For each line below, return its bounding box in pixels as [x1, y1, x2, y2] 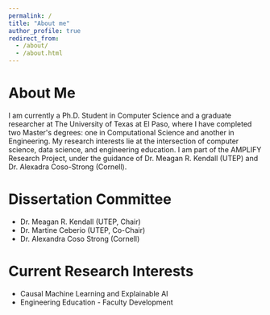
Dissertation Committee [8, 190, 172, 209]
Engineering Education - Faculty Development [19, 297, 173, 307]
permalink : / [8, 11, 52, 20]
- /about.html [15, 49, 63, 57]
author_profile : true [8, 27, 81, 35]
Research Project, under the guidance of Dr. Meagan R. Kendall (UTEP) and [8, 153, 259, 163]
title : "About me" [8, 19, 70, 27]
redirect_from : [8, 34, 60, 43]
